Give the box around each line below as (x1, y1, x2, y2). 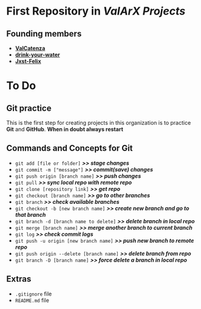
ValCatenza (15, 44, 46, 52)
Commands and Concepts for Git (6, 143, 133, 153)
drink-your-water (15, 51, 60, 58)
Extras (6, 274, 32, 284)
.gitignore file (15, 290, 52, 297)
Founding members (6, 29, 82, 39)
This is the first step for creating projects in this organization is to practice (6, 119, 191, 126)
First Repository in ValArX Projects (6, 4, 186, 18)
